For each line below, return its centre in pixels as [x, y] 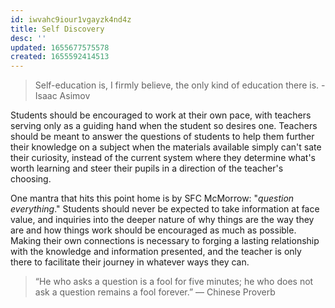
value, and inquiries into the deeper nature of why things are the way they [162, 220]
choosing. [31, 179]
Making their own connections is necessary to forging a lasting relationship [165, 241]
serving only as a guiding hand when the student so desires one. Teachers [164, 126]
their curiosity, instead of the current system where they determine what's [163, 158]
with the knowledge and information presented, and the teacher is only [156, 252]
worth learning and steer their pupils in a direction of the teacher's [147, 168]
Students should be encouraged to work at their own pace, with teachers [161, 115]
